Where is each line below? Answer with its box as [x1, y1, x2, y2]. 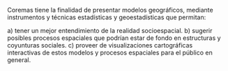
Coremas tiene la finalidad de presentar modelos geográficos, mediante [7, 6, 214, 14]
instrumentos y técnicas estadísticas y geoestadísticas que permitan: [7, 13, 206, 21]
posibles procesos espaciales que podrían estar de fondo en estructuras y [7, 34, 221, 42]
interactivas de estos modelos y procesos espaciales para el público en [7, 48, 213, 57]
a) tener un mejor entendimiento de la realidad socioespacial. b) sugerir [7, 27, 213, 34]
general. [7, 56, 31, 64]
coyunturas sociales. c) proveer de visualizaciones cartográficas [7, 41, 193, 49]
